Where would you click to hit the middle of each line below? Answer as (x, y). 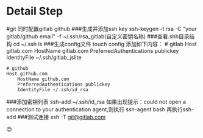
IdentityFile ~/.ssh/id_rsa (53, 89)
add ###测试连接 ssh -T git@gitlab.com (56, 117)
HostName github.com (43, 79)
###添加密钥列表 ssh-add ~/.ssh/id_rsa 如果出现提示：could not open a (96, 102)
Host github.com (27, 74)
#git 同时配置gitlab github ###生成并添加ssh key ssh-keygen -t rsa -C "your (101, 29)
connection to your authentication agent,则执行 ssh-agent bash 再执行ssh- (100, 109)
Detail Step (34, 11)
